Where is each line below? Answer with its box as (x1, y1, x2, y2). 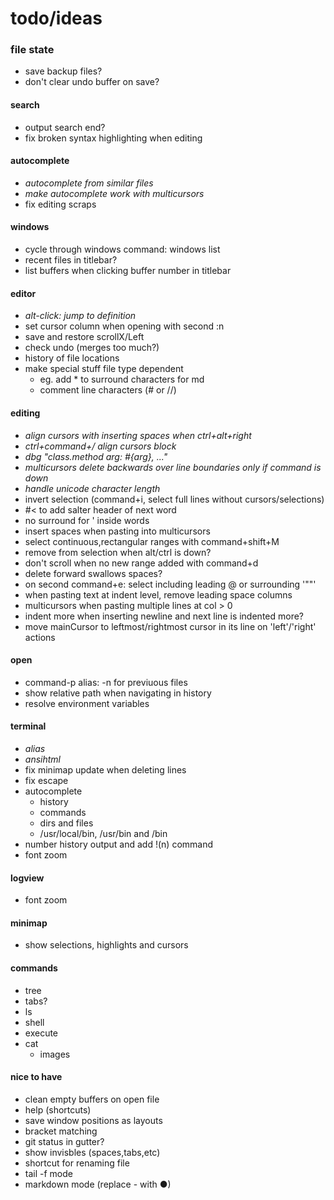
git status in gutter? (24, 1135, 105, 1147)
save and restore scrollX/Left (24, 331, 145, 343)
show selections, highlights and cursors (24, 939, 189, 951)
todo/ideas (10, 7, 103, 30)
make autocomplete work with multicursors (24, 187, 205, 199)
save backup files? (24, 65, 103, 77)
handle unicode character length (24, 482, 161, 494)
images (39, 1048, 71, 1060)
